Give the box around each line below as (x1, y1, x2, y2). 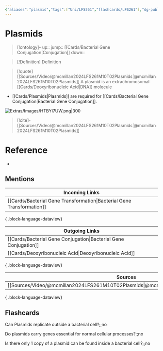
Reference (5, 145, 48, 156)
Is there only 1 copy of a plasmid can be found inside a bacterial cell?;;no (5, 340, 150, 346)
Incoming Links (63, 189, 100, 196)
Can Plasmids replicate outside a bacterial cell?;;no (5, 322, 107, 328)
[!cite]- (16, 117, 31, 123)
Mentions (5, 175, 35, 183)
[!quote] (16, 68, 33, 74)
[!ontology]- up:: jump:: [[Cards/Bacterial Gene (16, 44, 111, 50)
